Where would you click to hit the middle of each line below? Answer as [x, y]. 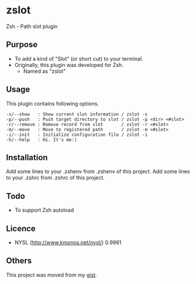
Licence [21, 228]
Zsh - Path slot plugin [32, 26]
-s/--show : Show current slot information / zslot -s [77, 114]
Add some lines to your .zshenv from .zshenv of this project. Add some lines [98, 171]
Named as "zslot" [44, 71]
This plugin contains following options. [53, 103]
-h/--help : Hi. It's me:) [42, 140]
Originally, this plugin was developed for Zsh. [69, 65]
